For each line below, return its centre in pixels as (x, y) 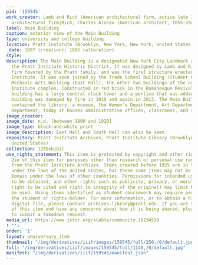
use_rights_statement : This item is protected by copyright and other (95, 154)
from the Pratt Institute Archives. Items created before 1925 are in (100, 165)
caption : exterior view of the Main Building (63, 34)
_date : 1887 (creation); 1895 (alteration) (60, 50)
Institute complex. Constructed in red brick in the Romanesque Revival (103, 89)
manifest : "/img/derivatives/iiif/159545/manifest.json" (77, 253)
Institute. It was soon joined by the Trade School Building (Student (100, 77)
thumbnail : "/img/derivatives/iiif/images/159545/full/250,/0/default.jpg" (101, 242)
